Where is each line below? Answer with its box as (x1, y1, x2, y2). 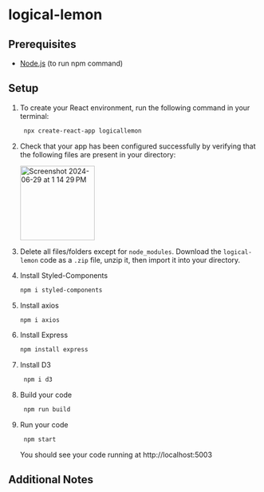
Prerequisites (8, 38, 77, 51)
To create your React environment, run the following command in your (19, 102, 250, 113)
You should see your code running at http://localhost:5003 (19, 450, 213, 459)
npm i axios (19, 315, 60, 324)
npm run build (23, 406, 71, 414)
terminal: (19, 111, 49, 121)
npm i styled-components (19, 286, 103, 294)
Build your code (19, 390, 73, 400)
